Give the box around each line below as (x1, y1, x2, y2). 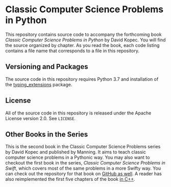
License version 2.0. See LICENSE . (5, 115, 76, 121)
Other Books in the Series (5, 130, 88, 138)
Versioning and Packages (5, 62, 88, 71)
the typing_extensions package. (5, 81, 72, 87)
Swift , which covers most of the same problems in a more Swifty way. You (5, 165, 161, 172)
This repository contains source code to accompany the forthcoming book (5, 31, 162, 37)
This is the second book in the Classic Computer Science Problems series (5, 144, 161, 150)
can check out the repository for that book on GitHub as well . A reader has (5, 171, 162, 177)
